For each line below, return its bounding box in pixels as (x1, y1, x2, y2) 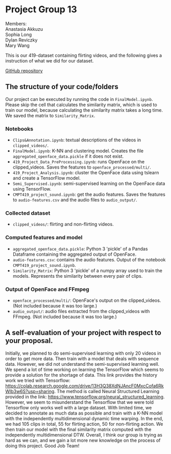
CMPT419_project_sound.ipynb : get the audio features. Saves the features (12, 191, 166, 198)
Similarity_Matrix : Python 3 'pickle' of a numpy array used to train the (12, 267, 162, 274)
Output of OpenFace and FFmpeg (5, 285, 89, 293)
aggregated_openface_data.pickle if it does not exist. (12, 153, 124, 159)
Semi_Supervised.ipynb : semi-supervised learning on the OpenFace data (12, 180, 165, 187)
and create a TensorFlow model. (12, 175, 81, 181)
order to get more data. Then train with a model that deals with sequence (5, 355, 159, 362)
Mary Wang (5, 42, 30, 48)
